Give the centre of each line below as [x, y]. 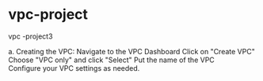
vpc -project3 [30, 36]
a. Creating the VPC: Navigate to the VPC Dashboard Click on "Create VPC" [131, 51]
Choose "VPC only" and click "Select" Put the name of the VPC [112, 60]
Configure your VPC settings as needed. [74, 68]
